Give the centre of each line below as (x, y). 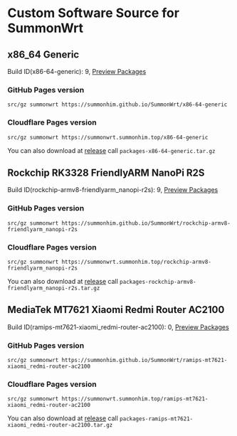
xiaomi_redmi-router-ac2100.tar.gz (60, 425)
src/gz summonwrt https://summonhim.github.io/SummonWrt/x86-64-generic (117, 105)
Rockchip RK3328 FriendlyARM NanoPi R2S (106, 172)
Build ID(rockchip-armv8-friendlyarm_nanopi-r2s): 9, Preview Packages (113, 190)
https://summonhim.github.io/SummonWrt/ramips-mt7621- (144, 361)
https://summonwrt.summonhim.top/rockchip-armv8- (137, 262)
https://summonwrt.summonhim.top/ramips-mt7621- (135, 399)
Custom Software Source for (94, 13)
